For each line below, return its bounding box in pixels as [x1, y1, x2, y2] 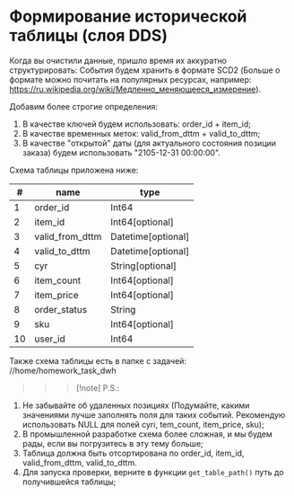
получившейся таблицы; [22, 476, 117, 487]
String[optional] [110, 259, 177, 271]
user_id [34, 332, 65, 345]
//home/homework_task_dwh [9, 365, 117, 376]
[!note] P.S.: [75, 382, 120, 393]
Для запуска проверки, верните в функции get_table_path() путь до [22, 466, 284, 477]
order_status [34, 303, 88, 315]
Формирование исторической [9, 6, 247, 27]
